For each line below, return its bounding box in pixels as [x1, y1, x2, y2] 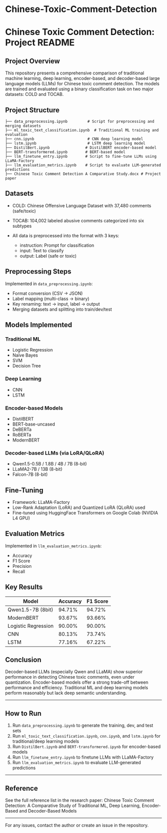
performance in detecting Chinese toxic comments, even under [5, 674, 135, 680]
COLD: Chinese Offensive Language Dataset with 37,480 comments [12, 202, 152, 208]
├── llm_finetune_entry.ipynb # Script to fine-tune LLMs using [5, 154, 157, 159]
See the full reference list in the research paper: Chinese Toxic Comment [5, 798, 154, 804]
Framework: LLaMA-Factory [12, 499, 70, 505]
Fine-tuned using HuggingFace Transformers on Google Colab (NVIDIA [12, 510, 158, 516]
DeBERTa [12, 426, 32, 432]
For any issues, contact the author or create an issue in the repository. [5, 823, 149, 829]
